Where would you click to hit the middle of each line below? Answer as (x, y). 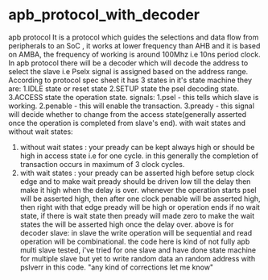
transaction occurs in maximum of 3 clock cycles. (102, 164)
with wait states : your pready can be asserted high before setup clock (137, 173)
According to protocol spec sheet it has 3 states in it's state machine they (130, 80)
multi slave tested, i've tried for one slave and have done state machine (138, 250)
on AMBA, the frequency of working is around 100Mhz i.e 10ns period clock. (134, 54)
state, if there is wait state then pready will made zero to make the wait (137, 215)
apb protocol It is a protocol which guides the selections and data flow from (134, 37)
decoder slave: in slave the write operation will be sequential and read (136, 232)
